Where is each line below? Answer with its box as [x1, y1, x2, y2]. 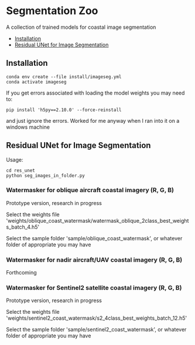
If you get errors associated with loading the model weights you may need [6, 89, 185, 96]
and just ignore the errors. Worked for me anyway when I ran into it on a [6, 117, 180, 124]
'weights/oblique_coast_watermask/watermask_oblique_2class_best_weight [6, 217, 189, 224]
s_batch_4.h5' [6, 223, 40, 230]
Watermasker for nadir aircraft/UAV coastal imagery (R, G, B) [6, 256, 183, 264]
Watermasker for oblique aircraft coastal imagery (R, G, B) [6, 186, 175, 195]
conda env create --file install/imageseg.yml [6, 73, 122, 80]
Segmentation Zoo [6, 4, 98, 18]
